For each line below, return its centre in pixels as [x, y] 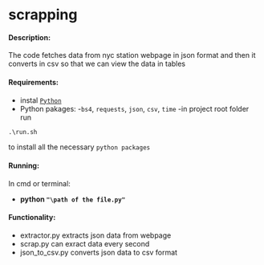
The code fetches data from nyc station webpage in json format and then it [132, 55]
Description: [29, 37]
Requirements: [33, 82]
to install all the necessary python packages [79, 147]
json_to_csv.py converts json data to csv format [99, 252]
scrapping [43, 15]
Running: [24, 165]
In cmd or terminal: [39, 183]
